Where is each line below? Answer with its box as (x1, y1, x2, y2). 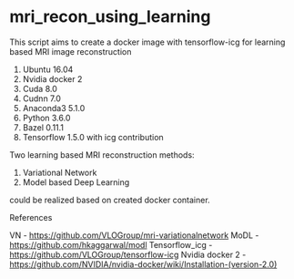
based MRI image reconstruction (9, 46, 132, 57)
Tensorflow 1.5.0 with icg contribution (22, 131, 164, 142)
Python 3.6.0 (22, 112, 71, 123)
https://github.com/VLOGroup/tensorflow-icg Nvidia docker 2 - (9, 249, 247, 260)
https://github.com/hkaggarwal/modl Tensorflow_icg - (9, 239, 213, 250)
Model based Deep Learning (22, 176, 130, 188)
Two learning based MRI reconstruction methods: (9, 149, 195, 160)
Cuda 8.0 (22, 83, 57, 94)
